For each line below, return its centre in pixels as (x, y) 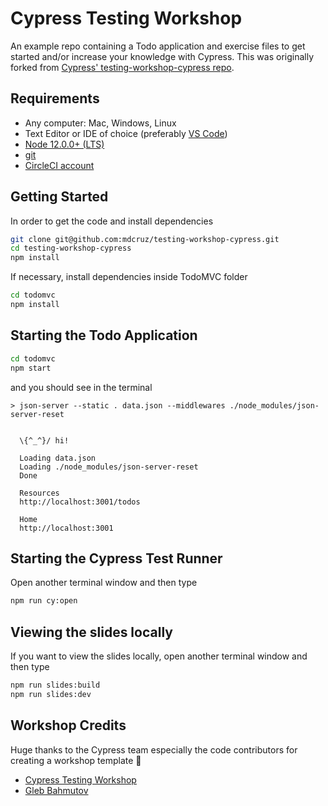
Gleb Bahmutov (56, 790)
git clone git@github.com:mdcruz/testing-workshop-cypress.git (145, 239)
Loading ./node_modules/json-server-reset (109, 467)
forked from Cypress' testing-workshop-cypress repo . (122, 67)
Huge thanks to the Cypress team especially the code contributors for (154, 749)
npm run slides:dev (51, 694)
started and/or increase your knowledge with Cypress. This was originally (162, 56)
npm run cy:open (44, 601)
